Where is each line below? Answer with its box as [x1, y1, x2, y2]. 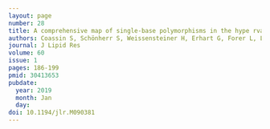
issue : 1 [8, 57, 38, 65]
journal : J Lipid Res [8, 42, 81, 50]
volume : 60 [8, 49, 45, 57]
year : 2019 [15, 86, 52, 95]
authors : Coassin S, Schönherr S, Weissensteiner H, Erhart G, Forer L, [8, 34, 257, 42]
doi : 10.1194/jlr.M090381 [8, 109, 95, 117]
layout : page [8, 11, 52, 20]
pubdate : [8, 79, 38, 87]
